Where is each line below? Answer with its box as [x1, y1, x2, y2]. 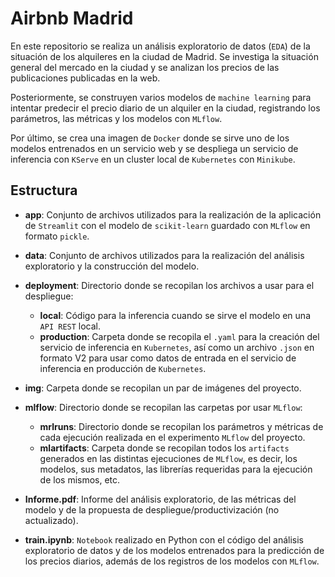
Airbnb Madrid [10, 7, 134, 30]
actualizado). [24, 514, 79, 526]
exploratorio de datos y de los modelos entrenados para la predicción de [24, 544, 325, 556]
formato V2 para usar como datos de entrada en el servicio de [39, 352, 297, 364]
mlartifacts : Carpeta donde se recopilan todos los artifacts [39, 442, 290, 454]
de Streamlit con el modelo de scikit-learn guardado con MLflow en [24, 219, 311, 231]
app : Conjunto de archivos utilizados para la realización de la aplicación [24, 208, 322, 221]
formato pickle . [24, 230, 90, 242]
